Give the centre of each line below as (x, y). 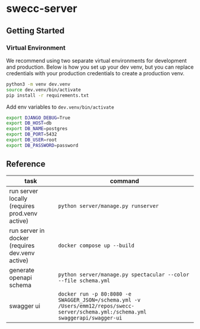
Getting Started (35, 31)
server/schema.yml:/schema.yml (102, 312)
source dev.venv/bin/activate (44, 90)
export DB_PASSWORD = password (42, 145)
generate (22, 270)
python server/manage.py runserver (108, 206)
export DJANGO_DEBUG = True (38, 118)
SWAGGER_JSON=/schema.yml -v (99, 300)
